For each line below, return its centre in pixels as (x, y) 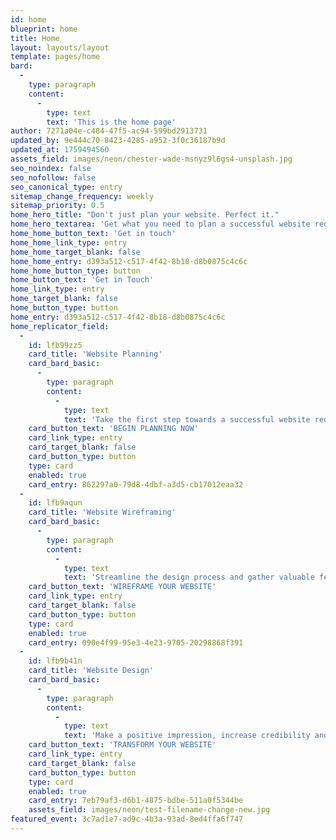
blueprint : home (44, 29)
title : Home (35, 38)
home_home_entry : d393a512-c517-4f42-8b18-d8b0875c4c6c (129, 261)
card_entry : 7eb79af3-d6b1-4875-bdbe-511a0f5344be (136, 801)
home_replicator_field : (60, 326)
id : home (28, 19)
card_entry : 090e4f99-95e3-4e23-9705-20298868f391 (136, 642)
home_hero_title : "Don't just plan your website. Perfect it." (145, 215)
